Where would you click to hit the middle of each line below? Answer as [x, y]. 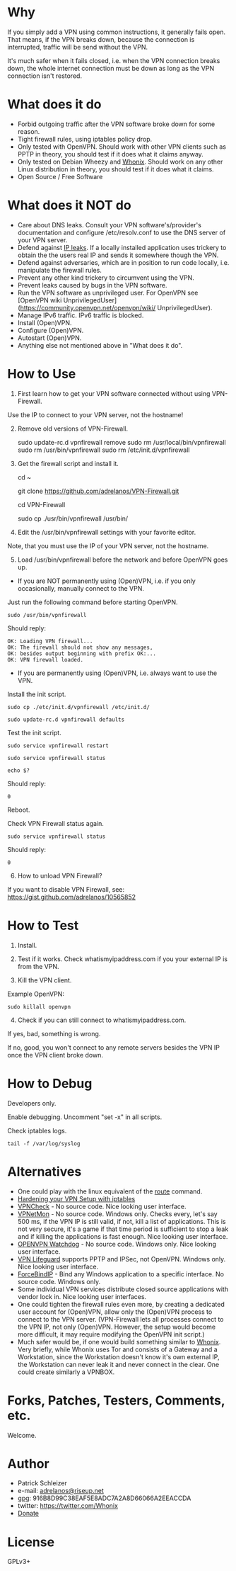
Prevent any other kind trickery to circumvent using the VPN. [106, 278]
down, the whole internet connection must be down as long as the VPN [111, 68]
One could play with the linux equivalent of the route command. [110, 1191]
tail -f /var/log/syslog [44, 1144]
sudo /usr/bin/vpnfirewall [47, 615]
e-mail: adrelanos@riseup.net [60, 1491]
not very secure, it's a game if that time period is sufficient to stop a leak [123, 1229]
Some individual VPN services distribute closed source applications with [123, 1289]
